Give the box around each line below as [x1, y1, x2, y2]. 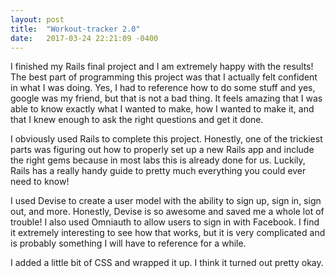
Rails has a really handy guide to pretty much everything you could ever [10, 165, 307, 177]
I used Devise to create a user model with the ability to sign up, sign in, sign [10, 195, 322, 207]
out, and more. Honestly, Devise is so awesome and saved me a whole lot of [10, 206, 325, 218]
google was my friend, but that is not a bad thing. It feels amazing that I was [10, 92, 323, 105]
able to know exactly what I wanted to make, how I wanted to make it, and [10, 103, 315, 115]
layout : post [10, 14, 65, 25]
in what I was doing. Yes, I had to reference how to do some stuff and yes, [10, 82, 316, 94]
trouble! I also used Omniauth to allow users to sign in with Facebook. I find [10, 216, 320, 228]
